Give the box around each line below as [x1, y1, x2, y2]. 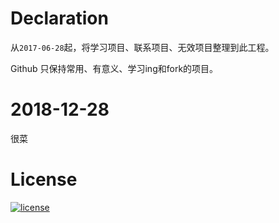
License [10, 168, 78, 191]
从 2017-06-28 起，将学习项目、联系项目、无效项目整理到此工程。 [10, 41, 275, 53]
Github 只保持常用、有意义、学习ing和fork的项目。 [10, 62, 219, 74]
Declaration [10, 7, 109, 30]
